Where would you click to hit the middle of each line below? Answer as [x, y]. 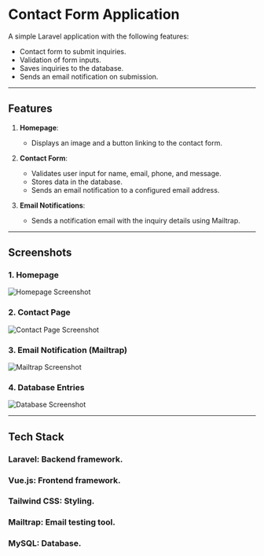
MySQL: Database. [45, 543]
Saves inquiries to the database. [71, 68]
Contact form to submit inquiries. [73, 51]
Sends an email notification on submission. [89, 76]
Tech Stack [36, 437]
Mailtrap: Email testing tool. [62, 522]
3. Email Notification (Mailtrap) [68, 350]
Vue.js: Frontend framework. [64, 480]
